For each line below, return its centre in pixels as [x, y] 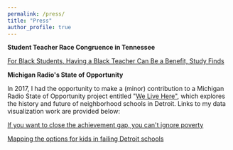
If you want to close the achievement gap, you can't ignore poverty [105, 125]
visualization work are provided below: [64, 112]
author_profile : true [39, 27]
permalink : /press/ [36, 14]
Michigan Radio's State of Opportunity [65, 75]
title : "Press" [30, 21]
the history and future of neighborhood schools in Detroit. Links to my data [116, 104]
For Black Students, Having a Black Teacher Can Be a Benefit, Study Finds [116, 61]
